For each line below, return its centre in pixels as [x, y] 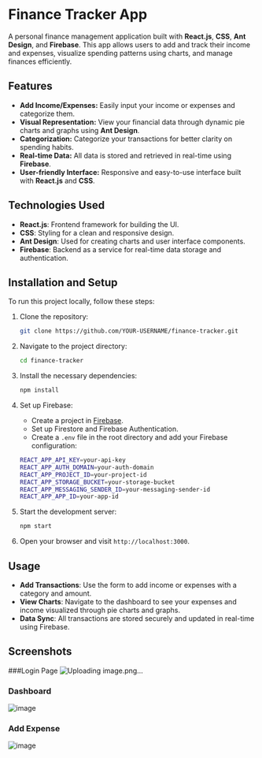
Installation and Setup [63, 282]
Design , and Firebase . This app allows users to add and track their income [129, 44]
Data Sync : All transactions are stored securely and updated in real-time [137, 618]
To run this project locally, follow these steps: [81, 302]
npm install [39, 390]
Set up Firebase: [46, 405]
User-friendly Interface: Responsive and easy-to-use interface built [130, 172]
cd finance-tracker [52, 361]
